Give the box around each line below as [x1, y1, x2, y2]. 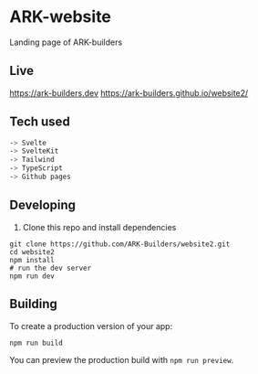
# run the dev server [9, 263, 92, 272]
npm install [9, 255, 55, 264]
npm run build [9, 338, 64, 347]
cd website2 [9, 247, 55, 257]
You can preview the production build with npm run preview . [9, 355, 234, 366]
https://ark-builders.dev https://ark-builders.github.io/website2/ [9, 87, 249, 98]
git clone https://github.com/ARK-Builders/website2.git [9, 240, 231, 249]
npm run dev [9, 272, 55, 281]
